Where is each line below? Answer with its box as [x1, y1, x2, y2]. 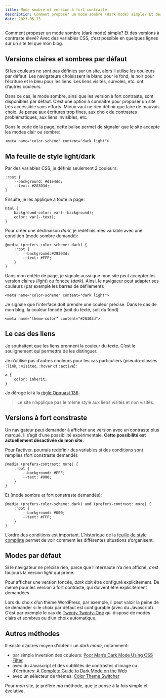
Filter [12, 657, 23, 663]
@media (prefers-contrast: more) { [5, 462, 79, 467]
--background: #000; [23, 510, 65, 515]
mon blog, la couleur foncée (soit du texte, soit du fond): [5, 307, 120, 312]
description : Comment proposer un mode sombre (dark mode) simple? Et [5, 12, 154, 17]
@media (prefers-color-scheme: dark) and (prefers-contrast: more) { [5, 501, 152, 507]
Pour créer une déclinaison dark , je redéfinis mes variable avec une [5, 228, 143, 233]
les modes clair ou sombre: [5, 129, 60, 135]
